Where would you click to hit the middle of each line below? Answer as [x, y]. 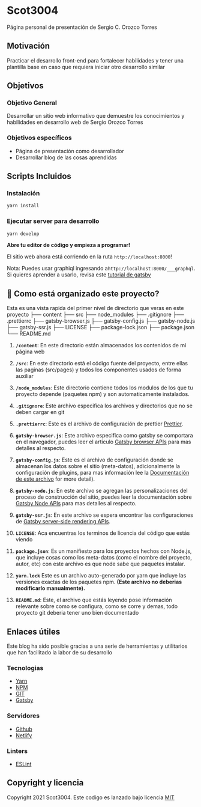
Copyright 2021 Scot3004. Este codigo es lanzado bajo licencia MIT [91, 797]
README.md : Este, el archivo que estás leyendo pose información [94, 600]
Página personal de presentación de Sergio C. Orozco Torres [82, 27]
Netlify [24, 735]
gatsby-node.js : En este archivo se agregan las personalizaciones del [101, 491]
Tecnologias [25, 668]
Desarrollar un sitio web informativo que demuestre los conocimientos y [96, 116]
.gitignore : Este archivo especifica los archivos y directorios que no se [104, 406]
